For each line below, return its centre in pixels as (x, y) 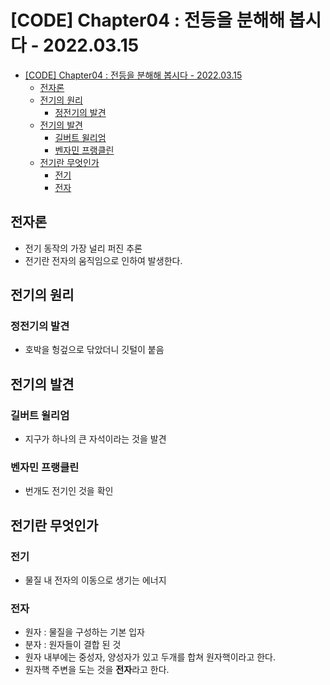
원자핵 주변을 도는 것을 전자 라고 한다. (97, 670)
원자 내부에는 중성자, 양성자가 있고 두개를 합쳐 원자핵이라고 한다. (150, 657)
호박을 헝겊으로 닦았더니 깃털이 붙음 (94, 350)
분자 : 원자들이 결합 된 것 (73, 645)
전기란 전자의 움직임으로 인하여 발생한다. (103, 260)
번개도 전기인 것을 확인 (69, 491)
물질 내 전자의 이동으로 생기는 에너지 (95, 580)
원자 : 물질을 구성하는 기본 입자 (84, 632)
